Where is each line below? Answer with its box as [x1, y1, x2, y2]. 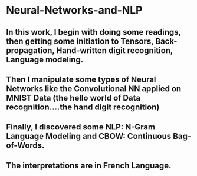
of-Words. [6, 141, 45, 151]
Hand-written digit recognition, [55, 45, 173, 55]
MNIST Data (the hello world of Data [6, 92, 141, 103]
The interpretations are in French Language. [6, 160, 172, 171]
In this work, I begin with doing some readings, [6, 27, 181, 37]
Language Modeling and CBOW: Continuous [6, 131, 172, 141]
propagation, [6, 45, 55, 55]
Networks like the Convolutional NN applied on [6, 84, 182, 94]
